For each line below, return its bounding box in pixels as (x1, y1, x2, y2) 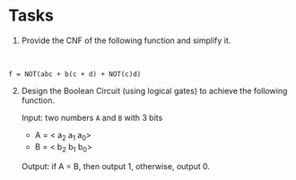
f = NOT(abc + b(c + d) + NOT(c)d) (8, 69, 142, 79)
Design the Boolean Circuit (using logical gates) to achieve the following (21, 85, 288, 96)
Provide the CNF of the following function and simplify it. (21, 35, 231, 46)
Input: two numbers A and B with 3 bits (21, 112, 163, 123)
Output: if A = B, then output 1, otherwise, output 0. (21, 160, 211, 171)
